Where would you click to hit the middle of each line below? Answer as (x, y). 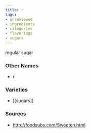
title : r (14, 10)
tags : (11, 15)
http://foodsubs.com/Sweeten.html (49, 125)
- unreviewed (19, 19)
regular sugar (19, 52)
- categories (19, 29)
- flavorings (19, 33)
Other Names (22, 65)
